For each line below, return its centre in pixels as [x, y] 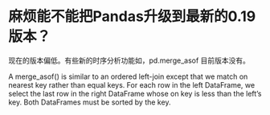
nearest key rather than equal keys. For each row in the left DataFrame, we [132, 84]
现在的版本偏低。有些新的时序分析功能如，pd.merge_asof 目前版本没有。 [129, 60]
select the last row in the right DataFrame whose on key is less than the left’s [135, 93]
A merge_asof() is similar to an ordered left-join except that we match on [128, 76]
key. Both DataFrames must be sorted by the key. [90, 102]
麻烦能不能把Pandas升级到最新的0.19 [132, 16]
